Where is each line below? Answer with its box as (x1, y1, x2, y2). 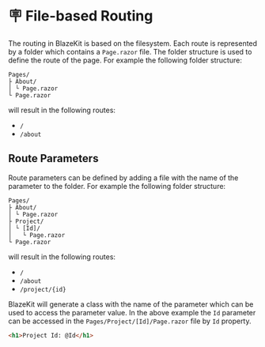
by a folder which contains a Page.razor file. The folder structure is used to (8, 47, 252, 56)
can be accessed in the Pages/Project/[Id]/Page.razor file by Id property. (8, 316, 252, 326)
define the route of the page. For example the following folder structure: (8, 55, 243, 65)
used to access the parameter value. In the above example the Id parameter (8, 307, 256, 317)
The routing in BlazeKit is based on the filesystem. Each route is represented (8, 38, 258, 48)
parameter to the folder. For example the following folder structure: (8, 181, 226, 190)
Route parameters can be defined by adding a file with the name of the (8, 172, 239, 183)
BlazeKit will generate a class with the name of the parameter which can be (8, 299, 254, 309)
